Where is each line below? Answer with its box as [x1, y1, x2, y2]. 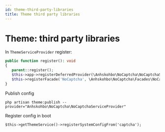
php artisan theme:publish [5, 100, 60, 105]
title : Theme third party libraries [5, 12, 80, 17]
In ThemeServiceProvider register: [5, 49, 72, 55]
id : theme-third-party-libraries [5, 7, 74, 12]
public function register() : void [5, 58, 76, 64]
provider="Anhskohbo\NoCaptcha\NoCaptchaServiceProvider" [5, 104, 126, 109]
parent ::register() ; [11, 68, 54, 73]
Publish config [5, 90, 34, 96]
